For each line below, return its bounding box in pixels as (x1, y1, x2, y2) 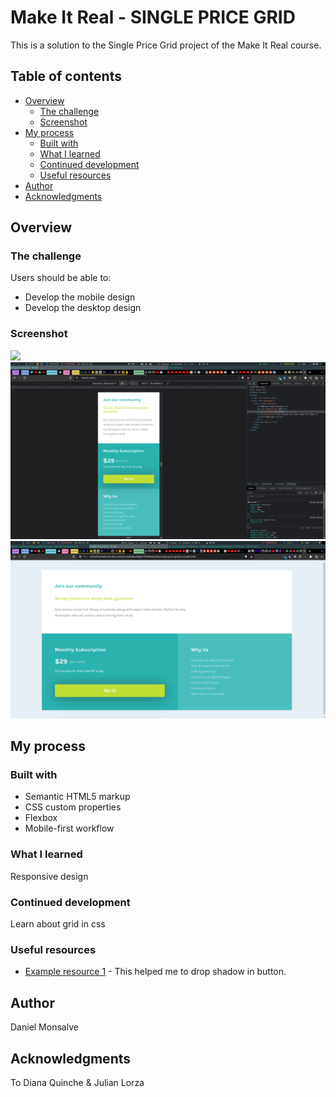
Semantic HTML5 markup (24, 791, 131, 803)
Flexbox (24, 812, 58, 824)
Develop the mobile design (24, 291, 136, 303)
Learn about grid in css (10, 918, 106, 930)
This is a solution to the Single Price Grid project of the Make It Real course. (10, 39, 322, 51)
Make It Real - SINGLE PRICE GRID (10, 6, 296, 29)
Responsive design (10, 870, 89, 882)
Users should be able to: (10, 272, 112, 284)
